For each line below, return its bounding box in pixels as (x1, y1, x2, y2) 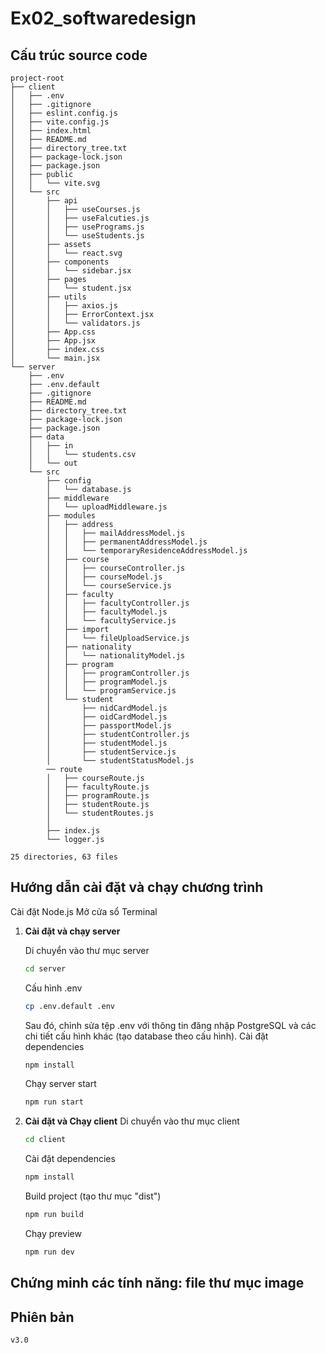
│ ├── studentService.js (46, 747, 177, 757)
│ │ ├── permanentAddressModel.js (46, 537, 208, 547)
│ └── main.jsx (10, 353, 101, 363)
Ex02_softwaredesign (10, 7, 197, 30)
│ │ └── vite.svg (10, 178, 101, 188)
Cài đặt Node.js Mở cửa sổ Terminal (10, 905, 158, 917)
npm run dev (24, 1247, 75, 1257)
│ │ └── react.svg (10, 248, 123, 258)
